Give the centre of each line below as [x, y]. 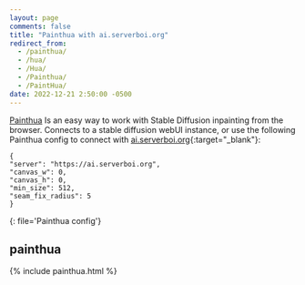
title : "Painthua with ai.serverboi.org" [89, 35]
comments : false [40, 26]
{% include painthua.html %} [64, 271]
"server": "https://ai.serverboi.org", [85, 164]
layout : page [34, 18]
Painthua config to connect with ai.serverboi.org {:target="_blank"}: [135, 139]
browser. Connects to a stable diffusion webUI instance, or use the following [152, 129]
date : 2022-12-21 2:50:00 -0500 [71, 94]
